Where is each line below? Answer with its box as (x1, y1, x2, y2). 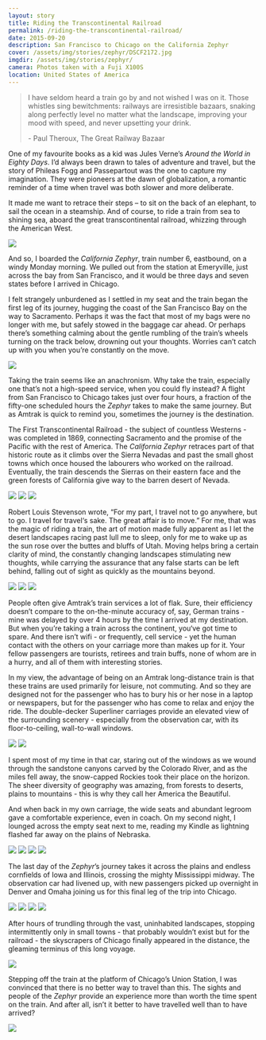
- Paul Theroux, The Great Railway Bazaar (27, 133, 165, 143)
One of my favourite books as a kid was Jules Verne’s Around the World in (8, 149, 251, 158)
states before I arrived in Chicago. (8, 279, 120, 289)
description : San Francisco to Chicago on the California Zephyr (8, 41, 229, 49)
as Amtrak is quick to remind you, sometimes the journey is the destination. (8, 409, 254, 418)
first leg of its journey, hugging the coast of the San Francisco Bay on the (8, 303, 248, 312)
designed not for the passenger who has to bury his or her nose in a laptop (8, 689, 253, 699)
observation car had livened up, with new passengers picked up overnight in (8, 878, 259, 887)
